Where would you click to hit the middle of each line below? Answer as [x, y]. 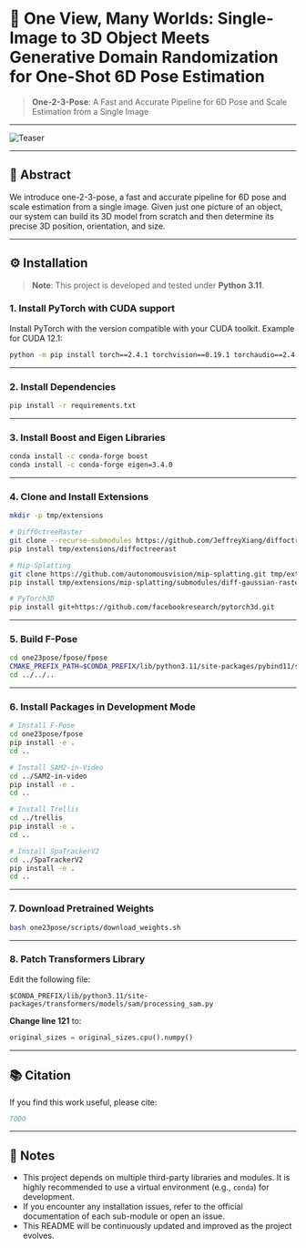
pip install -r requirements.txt [73, 406]
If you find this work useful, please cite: [83, 1102]
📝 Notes [32, 1156]
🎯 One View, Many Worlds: [112, 19]
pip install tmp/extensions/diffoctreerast [93, 549]
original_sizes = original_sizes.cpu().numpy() [102, 1038]
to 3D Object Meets [135, 38]
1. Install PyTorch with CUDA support [92, 309]
